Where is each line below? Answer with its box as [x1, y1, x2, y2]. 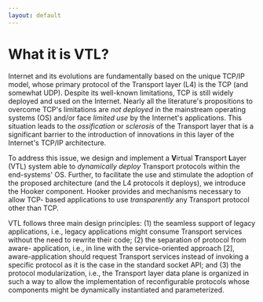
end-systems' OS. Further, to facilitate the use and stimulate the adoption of [8, 169, 254, 179]
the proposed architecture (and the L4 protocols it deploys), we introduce [8, 178, 246, 187]
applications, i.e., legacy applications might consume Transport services [8, 227, 243, 236]
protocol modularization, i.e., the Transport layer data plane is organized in [8, 268, 250, 278]
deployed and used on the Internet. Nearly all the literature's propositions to [8, 96, 254, 106]
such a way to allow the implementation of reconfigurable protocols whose [8, 276, 250, 286]
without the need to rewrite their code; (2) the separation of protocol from [8, 235, 247, 244]
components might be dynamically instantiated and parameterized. [8, 285, 225, 294]
